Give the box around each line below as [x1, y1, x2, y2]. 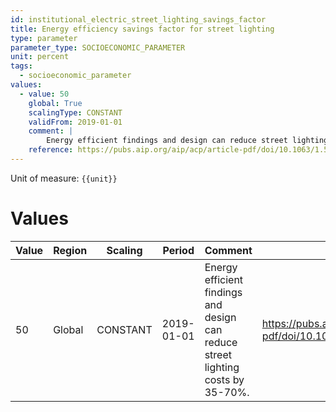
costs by [204, 372, 245, 386]
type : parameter [10, 33, 78, 43]
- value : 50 [19, 89, 70, 99]
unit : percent [10, 52, 70, 62]
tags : [10, 61, 33, 71]
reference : [28, 145, 74, 155]
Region [53, 243, 88, 257]
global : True [28, 98, 83, 108]
